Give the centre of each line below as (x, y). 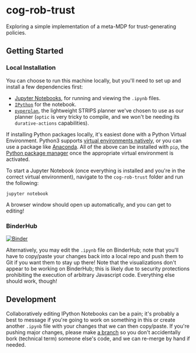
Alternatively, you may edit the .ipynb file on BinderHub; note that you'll (92, 250)
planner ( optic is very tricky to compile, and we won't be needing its (97, 116)
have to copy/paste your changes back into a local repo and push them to (95, 256)
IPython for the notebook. (45, 104)
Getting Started (35, 51)
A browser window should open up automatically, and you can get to (89, 204)
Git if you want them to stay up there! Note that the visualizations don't (91, 262)
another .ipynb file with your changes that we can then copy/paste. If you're (98, 326)
